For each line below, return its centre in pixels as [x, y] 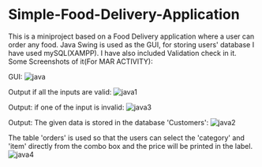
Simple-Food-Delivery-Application [124, 15]
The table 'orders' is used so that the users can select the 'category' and [126, 137]
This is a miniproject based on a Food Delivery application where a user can [131, 36]
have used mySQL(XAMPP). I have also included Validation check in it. [122, 53]
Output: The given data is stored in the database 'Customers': [109, 122]
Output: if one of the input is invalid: [66, 107]
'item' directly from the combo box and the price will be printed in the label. [131, 146]
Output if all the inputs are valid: [60, 91]
